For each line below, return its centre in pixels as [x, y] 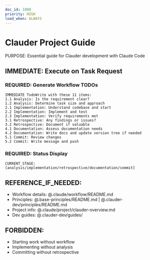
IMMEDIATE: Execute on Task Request [64, 71]
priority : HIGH [20, 14]
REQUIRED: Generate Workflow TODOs [52, 85]
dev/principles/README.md [40, 205]
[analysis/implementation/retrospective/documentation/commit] [70, 168]
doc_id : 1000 [18, 9]
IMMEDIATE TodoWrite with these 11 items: [48, 95]
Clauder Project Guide [50, 42]
